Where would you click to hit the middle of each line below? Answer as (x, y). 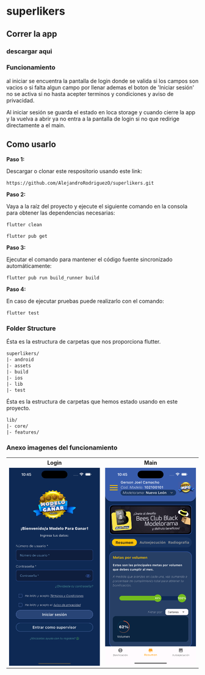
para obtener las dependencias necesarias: (61, 213)
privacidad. (20, 100)
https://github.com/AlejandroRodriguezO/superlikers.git (80, 183)
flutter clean (24, 224)
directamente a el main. (36, 125)
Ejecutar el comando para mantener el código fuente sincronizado (89, 259)
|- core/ (17, 426)
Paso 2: (16, 194)
